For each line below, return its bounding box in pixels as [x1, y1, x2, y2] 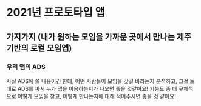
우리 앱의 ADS [6, 62, 46, 71]
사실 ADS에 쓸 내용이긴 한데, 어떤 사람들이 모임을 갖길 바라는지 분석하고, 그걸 [6, 77, 189, 85]
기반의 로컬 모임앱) [6, 43, 72, 53]
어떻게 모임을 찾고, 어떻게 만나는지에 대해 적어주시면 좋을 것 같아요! [17, 92, 176, 100]
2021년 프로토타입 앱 [6, 5, 105, 19]
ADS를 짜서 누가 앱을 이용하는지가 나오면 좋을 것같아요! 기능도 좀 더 [17, 85, 177, 92]
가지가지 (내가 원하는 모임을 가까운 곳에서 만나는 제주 [6, 31, 192, 42]
